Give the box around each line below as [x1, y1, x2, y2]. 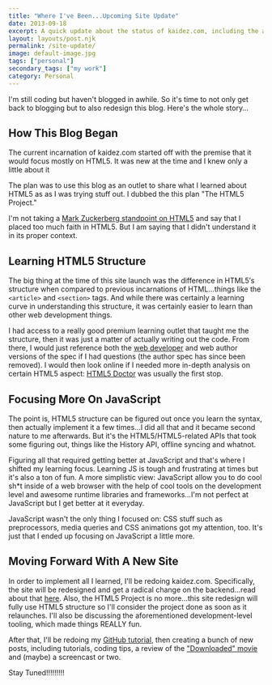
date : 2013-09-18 [8, 19, 67, 28]
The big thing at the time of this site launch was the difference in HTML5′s [8, 276, 255, 286]
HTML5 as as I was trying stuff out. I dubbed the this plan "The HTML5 [8, 189, 244, 199]
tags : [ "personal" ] [8, 57, 74, 66]
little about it [8, 165, 50, 175]
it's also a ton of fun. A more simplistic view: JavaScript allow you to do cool [8, 473, 262, 483]
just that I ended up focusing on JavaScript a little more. [8, 531, 195, 541]
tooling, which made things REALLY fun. [8, 619, 142, 628]
